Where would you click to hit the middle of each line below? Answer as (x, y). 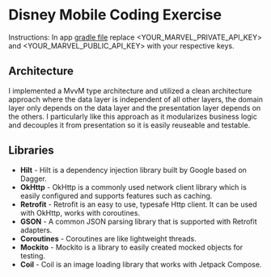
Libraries (31, 151)
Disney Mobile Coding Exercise (115, 15)
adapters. (36, 230)
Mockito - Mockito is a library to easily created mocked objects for (131, 247)
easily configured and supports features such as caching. (116, 195)
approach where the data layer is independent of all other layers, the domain (136, 99)
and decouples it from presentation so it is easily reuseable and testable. (129, 125)
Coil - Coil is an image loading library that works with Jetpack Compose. (141, 264)
